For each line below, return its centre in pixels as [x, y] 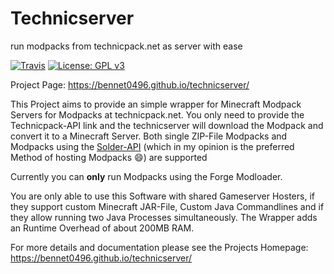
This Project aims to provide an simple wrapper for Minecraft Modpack [156, 104]
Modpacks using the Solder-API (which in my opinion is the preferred [152, 146]
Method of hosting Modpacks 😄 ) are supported [109, 157]
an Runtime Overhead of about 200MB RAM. [102, 228]
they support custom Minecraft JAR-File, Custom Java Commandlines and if [167, 206]
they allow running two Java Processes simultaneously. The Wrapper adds [164, 217]
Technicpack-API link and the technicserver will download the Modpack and [167, 125]
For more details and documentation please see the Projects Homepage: [159, 247]
